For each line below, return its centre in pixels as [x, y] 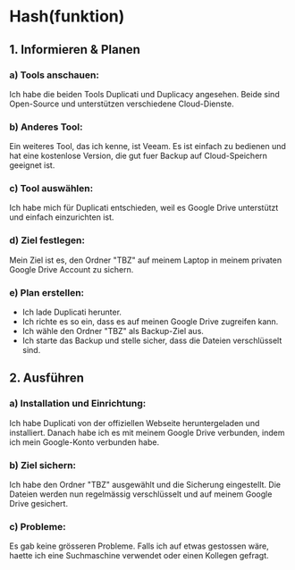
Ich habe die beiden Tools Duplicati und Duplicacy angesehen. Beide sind [144, 94]
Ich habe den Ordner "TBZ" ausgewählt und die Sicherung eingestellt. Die [145, 485]
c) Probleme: [38, 526]
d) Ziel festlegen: [47, 240]
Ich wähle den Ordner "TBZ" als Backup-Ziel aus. [113, 331]
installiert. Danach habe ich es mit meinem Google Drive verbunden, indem [147, 432]
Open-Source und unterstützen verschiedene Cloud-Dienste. [122, 104]
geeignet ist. [32, 165]
